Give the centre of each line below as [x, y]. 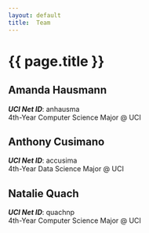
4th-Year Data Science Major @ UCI [66, 169]
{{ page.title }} [56, 61]
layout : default [35, 15]
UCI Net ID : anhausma [44, 109]
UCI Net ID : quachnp [42, 213]
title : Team [29, 23]
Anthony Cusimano [56, 142]
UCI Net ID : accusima [43, 160]
